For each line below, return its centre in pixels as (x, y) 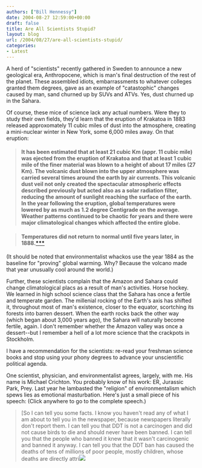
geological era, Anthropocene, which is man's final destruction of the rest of (101, 75)
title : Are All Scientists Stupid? (51, 29)
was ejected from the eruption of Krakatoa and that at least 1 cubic (106, 159)
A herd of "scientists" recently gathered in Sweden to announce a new (94, 68)
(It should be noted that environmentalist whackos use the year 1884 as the (100, 256)
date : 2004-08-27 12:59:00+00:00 (48, 18)
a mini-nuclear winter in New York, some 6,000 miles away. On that (90, 131)
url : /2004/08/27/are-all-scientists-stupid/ (64, 40)
